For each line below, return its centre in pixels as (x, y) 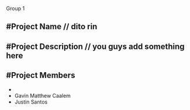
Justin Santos (31, 102)
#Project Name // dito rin (52, 26)
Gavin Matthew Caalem (43, 95)
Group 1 (15, 8)
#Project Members (41, 75)
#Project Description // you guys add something (96, 46)
